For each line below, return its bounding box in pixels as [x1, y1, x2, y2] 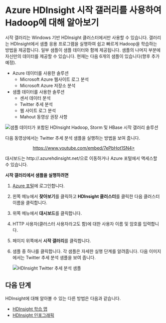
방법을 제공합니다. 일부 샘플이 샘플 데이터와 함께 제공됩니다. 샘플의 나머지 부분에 [5, 47, 161, 53]
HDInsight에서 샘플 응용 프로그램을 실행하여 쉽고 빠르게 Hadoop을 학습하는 [10, 40, 158, 46]
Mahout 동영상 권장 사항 [19, 113, 68, 120]
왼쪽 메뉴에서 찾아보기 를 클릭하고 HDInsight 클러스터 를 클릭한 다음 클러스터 [12, 193, 160, 199]
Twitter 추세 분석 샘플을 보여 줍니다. [25, 254, 96, 260]
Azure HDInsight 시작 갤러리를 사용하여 [5, 4, 162, 16]
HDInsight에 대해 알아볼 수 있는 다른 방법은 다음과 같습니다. [5, 295, 121, 301]
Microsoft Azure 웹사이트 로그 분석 [19, 76, 89, 82]
